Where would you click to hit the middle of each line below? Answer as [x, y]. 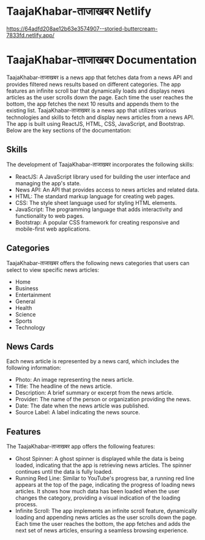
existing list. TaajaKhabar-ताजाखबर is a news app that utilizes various [91, 110]
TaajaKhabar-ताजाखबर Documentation [102, 60]
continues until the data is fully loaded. [64, 472]
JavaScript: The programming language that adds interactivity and [99, 209]
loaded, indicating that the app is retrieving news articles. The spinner [103, 465]
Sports [24, 321]
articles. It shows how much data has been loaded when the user [97, 492]
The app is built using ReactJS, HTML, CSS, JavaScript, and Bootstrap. [96, 123]
